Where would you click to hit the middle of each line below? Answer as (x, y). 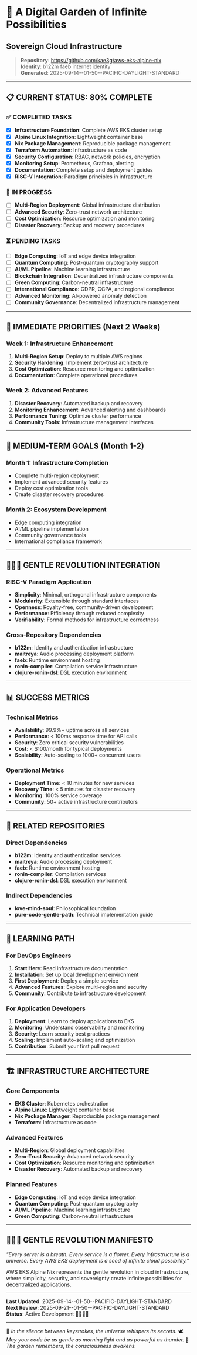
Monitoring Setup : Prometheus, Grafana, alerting (74, 163)
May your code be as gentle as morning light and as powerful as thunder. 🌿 (98, 1339)
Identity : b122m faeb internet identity (65, 66)
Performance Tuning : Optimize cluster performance (78, 416)
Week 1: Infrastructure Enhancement (60, 344)
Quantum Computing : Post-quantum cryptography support (86, 263)
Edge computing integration (48, 522)
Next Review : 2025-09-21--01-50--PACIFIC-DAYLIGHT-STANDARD (88, 1307)
